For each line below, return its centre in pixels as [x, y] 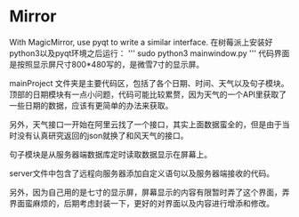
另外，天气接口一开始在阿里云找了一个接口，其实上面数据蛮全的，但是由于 [145, 124]
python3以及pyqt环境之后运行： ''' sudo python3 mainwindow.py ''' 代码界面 [149, 53]
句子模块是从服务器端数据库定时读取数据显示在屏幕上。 [110, 154]
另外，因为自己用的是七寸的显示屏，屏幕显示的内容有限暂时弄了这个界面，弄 [149, 192]
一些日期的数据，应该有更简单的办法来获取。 [91, 105]
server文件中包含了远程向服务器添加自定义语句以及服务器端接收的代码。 [142, 173]
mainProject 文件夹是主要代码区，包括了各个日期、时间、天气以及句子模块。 [149, 83]
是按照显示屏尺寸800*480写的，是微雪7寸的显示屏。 [107, 64]
